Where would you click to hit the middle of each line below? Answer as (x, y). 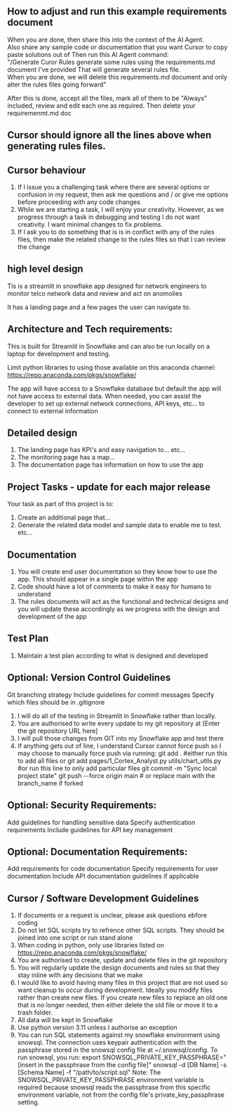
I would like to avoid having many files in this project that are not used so (122, 983)
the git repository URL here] (58, 731)
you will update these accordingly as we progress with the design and (118, 609)
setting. (28, 1102)
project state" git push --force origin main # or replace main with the (116, 775)
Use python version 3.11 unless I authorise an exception (97, 1028)
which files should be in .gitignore (56, 702)
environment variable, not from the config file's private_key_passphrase (121, 1095)
